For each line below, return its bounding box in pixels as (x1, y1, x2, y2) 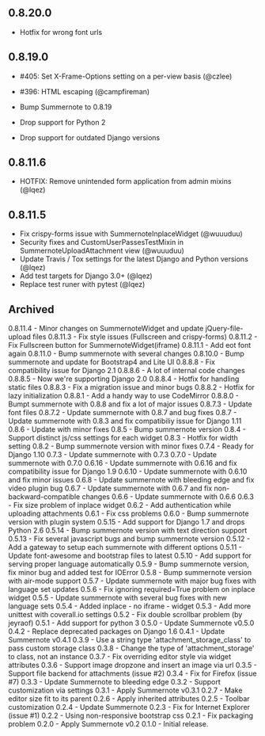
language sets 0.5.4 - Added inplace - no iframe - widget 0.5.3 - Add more (8, 601, 252, 611)
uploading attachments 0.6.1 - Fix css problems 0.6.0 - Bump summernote (8, 509, 249, 518)
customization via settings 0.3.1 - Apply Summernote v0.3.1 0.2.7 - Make (8, 685, 243, 696)
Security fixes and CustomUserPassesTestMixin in (19, 238, 184, 247)
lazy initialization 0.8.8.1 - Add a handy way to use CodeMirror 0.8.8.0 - (8, 391, 239, 401)
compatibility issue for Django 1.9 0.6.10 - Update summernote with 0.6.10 (8, 467, 248, 476)
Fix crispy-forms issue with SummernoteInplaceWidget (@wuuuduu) (19, 229, 243, 238)
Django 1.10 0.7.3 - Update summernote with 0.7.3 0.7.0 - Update (8, 450, 218, 460)
